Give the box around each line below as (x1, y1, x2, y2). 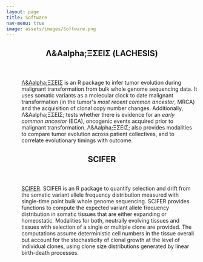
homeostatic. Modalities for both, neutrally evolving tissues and (21, 217, 180, 224)
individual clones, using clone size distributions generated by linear (21, 243, 190, 250)
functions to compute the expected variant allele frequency (21, 204, 170, 212)
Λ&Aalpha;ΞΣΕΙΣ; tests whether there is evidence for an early (21, 111, 175, 118)
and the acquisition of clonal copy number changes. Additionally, (21, 104, 184, 112)
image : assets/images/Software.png (6, 25, 96, 32)
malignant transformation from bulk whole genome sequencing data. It (21, 85, 198, 93)
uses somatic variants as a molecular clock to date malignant (21, 91, 174, 99)
